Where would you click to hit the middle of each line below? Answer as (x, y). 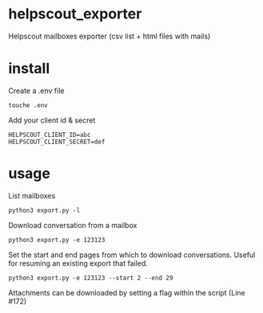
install (29, 68)
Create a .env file (36, 90)
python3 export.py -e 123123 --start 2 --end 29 (91, 278)
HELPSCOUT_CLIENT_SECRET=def (57, 142)
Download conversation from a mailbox (73, 225)
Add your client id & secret (52, 120)
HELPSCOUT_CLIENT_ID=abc (50, 134)
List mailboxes (32, 195)
